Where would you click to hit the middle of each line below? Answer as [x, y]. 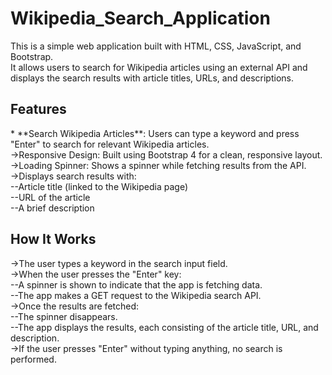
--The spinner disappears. [64, 316]
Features [38, 109]
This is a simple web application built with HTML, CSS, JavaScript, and [156, 46]
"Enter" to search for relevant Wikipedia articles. [110, 144]
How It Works [53, 239]
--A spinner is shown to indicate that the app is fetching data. [136, 284]
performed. [33, 359]
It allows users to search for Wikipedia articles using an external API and [159, 67]
